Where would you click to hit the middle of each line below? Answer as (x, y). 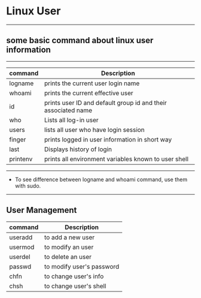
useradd (21, 237)
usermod (22, 247)
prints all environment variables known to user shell (116, 159)
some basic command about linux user (80, 40)
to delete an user (68, 257)
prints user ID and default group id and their (106, 103)
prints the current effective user (89, 93)
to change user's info (74, 276)
